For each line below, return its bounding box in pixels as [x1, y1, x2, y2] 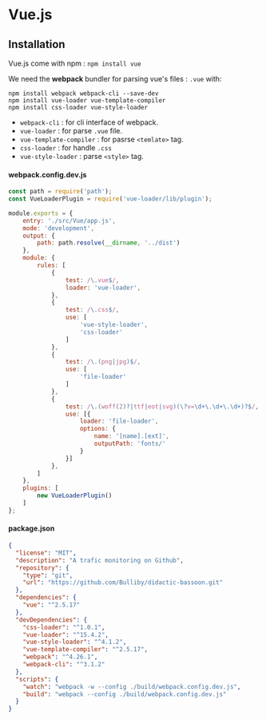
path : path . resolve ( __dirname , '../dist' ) [37, 239, 181, 247]
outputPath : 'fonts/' [93, 440, 166, 448]
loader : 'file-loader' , [79, 417, 159, 425]
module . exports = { [8, 209, 73, 217]
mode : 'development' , [22, 224, 94, 233]
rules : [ [37, 261, 66, 269]
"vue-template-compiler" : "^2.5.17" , [22, 646, 149, 654]
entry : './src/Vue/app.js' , [22, 217, 116, 225]
